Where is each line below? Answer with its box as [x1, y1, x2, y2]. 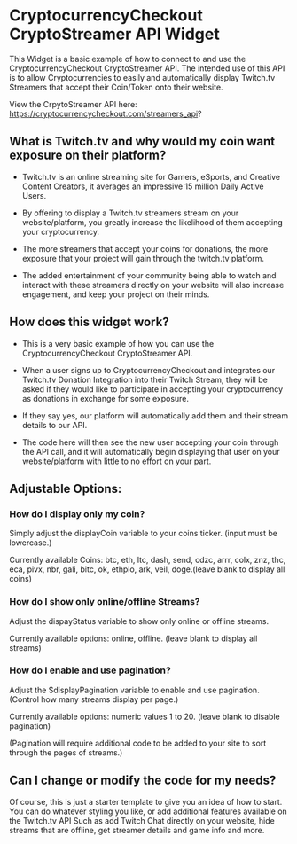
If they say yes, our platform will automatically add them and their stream [21, 410, 289, 421]
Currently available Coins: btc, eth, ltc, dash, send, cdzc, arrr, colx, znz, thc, [9, 555, 286, 566]
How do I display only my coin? [9, 507, 145, 520]
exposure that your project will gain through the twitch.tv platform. [21, 253, 264, 263]
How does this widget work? [9, 315, 170, 330]
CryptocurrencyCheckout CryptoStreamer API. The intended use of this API [9, 63, 285, 74]
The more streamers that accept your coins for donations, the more [21, 243, 269, 254]
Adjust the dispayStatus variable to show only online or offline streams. [9, 615, 269, 626]
